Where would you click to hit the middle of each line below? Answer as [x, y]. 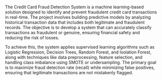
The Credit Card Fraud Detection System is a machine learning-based [74, 7]
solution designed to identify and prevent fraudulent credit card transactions [81, 12]
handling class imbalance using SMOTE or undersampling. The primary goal [81, 62]
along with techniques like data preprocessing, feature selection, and [74, 57]
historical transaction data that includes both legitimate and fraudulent [75, 22]
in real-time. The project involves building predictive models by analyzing [78, 17]
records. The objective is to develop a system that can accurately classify [78, 27]
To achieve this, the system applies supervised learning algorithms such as [80, 47]
